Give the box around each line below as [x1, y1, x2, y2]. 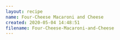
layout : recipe [5, 8, 43, 15]
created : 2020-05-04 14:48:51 [5, 19, 80, 25]
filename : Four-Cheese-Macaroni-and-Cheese [5, 25, 115, 31]
